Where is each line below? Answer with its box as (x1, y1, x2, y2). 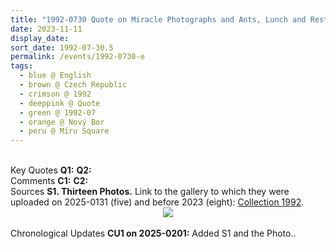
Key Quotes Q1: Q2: (10, 164, 92, 176)
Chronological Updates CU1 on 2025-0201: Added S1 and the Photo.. (10, 227, 297, 240)
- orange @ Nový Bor (19, 117, 105, 127)
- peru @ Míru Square (19, 126, 110, 136)
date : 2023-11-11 (10, 24, 83, 34)
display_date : (10, 33, 70, 43)
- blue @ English (19, 71, 92, 81)
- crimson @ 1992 (19, 89, 92, 99)
